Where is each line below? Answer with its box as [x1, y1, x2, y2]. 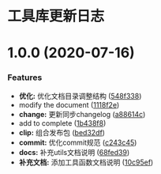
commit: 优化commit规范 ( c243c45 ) [18, 138, 137, 147]
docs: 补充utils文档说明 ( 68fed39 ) [18, 147, 130, 157]
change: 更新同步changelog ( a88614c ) [18, 109, 146, 119]
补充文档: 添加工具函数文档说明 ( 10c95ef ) [18, 157, 154, 167]
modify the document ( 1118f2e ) [18, 100, 120, 109]
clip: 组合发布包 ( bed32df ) [18, 127, 106, 137]
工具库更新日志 [7, 7, 105, 25]
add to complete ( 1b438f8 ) [18, 118, 107, 127]
